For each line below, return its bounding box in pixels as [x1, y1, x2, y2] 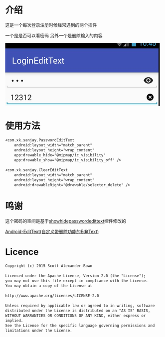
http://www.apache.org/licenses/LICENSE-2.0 [5, 293, 99, 298]
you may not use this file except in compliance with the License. [5, 278, 149, 283]
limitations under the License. [5, 328, 72, 333]
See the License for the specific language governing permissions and [5, 323, 155, 328]
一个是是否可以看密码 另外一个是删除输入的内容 [5, 32, 103, 38]
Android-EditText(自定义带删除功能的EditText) [5, 228, 99, 234]
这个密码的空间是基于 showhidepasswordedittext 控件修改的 [5, 218, 126, 224]
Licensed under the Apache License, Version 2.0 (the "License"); [5, 273, 146, 278]
